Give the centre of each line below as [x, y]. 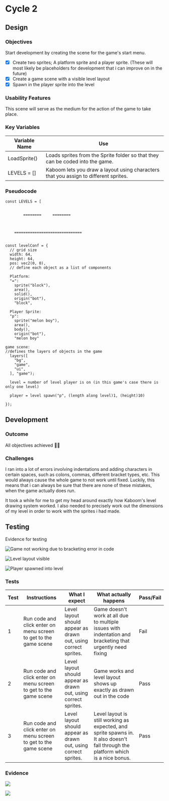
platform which [111, 752]
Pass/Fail [150, 598]
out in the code [111, 696]
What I [77, 594]
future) [20, 73]
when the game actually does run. [40, 490]
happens [114, 601]
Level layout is [111, 714]
